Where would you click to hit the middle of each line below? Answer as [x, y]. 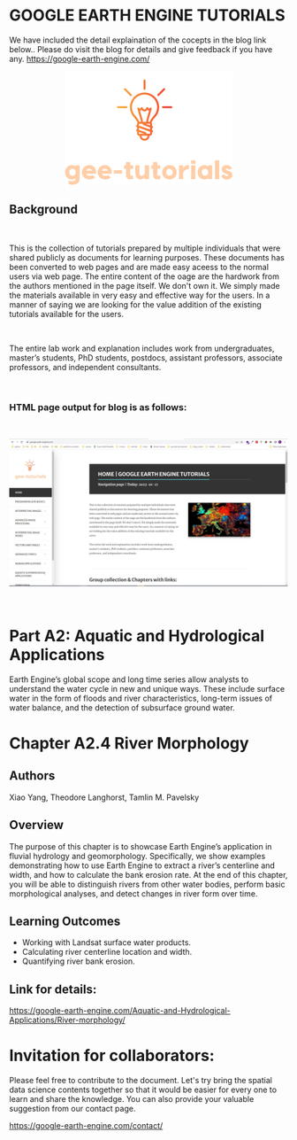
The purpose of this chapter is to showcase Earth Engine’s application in [141, 846]
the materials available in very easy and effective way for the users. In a [140, 295]
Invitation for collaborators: [112, 1056]
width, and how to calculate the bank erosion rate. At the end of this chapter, [148, 874]
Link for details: [53, 989]
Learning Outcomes [65, 921]
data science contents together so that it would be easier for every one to [143, 1090]
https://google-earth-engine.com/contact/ [86, 1126]
